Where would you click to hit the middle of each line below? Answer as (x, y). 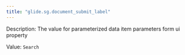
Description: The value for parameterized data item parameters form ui (93, 29)
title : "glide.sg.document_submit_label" (58, 12)
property (17, 35)
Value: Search (23, 47)
